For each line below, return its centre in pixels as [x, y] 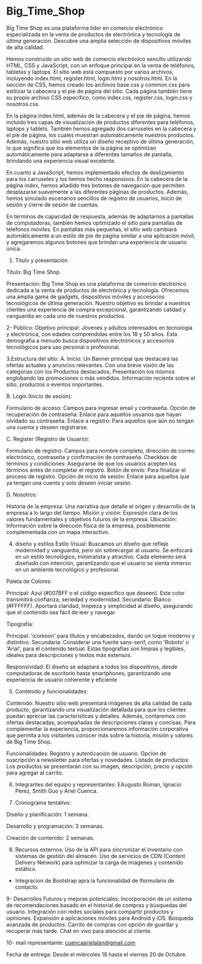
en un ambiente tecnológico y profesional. [67, 569]
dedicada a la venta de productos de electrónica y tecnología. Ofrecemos [98, 290]
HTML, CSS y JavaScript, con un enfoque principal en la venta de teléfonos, [101, 65]
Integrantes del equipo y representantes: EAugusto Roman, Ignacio [98, 784]
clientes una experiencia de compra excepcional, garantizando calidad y [96, 309]
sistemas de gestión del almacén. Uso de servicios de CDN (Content [100, 856]
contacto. [27, 887]
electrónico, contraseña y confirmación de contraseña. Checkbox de [92, 457]
